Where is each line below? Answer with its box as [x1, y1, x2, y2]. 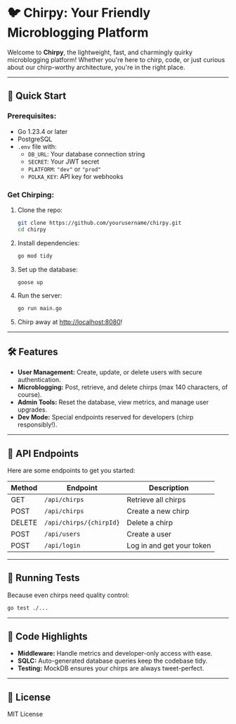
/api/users [44, 529, 81, 538]
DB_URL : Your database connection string [27, 149, 145, 158]
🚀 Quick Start [7, 90, 67, 102]
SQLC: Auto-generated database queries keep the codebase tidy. [17, 656, 208, 665]
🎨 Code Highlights [7, 631, 88, 642]
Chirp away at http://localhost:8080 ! [17, 318, 123, 326]
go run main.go [17, 305, 63, 312]
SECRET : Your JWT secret [27, 157, 100, 166]
